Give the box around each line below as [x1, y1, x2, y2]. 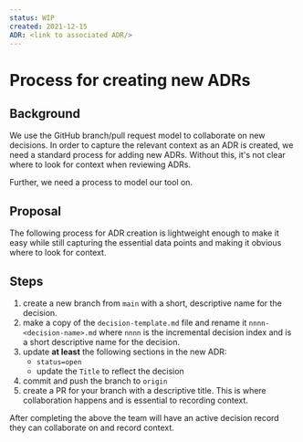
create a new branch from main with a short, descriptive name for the [22, 298, 283, 309]
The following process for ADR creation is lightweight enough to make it [9, 227, 280, 238]
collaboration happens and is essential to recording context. [22, 395, 249, 405]
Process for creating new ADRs [9, 69, 251, 90]
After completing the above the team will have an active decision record [9, 413, 280, 423]
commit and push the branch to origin [22, 375, 168, 386]
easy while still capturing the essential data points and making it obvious [9, 237, 282, 248]
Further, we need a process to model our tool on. [9, 177, 193, 188]
